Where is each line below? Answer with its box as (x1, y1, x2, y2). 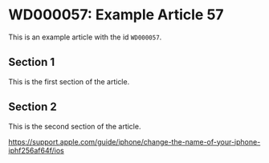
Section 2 (8, 100, 58, 114)
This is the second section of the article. (8, 121, 141, 131)
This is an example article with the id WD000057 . (8, 32, 162, 42)
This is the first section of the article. (8, 76, 130, 86)
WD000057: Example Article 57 (8, 6, 224, 24)
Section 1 (8, 55, 55, 69)
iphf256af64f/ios (8, 145, 64, 155)
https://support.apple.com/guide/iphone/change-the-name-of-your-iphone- (8, 137, 261, 146)
